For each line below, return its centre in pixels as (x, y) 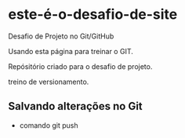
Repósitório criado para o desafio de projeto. (80, 66)
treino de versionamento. (49, 82)
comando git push (49, 125)
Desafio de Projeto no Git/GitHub (61, 36)
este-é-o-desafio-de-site (93, 15)
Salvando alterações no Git (75, 106)
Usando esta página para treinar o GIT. (71, 51)
